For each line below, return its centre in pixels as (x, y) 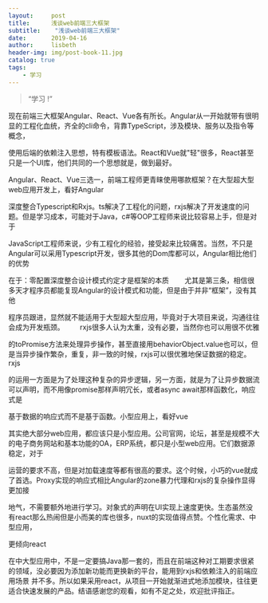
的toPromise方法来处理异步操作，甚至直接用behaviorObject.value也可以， (130, 344)
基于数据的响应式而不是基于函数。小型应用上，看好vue (99, 416)
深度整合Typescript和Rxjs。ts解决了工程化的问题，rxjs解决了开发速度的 (126, 206)
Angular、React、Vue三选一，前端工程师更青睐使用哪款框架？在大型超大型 (131, 179)
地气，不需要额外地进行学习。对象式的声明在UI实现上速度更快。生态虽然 (127, 506)
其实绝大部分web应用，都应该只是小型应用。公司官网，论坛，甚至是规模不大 (134, 433)
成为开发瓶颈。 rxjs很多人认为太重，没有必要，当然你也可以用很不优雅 (137, 327)
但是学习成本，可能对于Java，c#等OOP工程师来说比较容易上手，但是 (136, 216)
